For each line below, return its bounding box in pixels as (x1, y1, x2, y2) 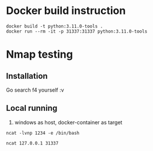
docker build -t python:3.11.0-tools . (6, 23, 103, 29)
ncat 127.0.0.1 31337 (6, 140, 59, 146)
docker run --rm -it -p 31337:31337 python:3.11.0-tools (6, 28, 148, 34)
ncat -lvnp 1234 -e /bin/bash (6, 130, 80, 136)
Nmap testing (6, 48, 73, 61)
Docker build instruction (6, 4, 126, 17)
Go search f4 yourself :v (6, 86, 64, 93)
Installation (6, 71, 48, 81)
